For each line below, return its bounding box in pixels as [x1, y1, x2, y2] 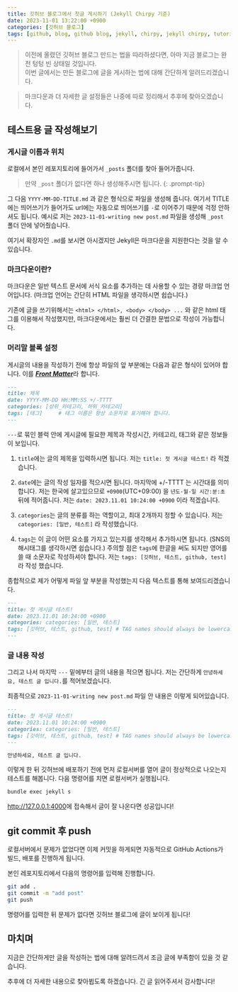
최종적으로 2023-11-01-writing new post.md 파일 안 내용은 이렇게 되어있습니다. [7, 692, 229, 701]
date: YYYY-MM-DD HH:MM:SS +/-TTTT [7, 396, 113, 404]
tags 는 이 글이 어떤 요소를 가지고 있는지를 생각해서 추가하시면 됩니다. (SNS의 [17, 535, 230, 543]
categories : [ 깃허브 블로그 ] [7, 23, 85, 30]
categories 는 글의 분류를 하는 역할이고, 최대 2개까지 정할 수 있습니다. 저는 [17, 511, 223, 519]
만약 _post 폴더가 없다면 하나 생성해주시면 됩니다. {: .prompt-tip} [24, 179, 205, 188]
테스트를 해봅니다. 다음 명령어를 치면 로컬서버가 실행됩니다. [7, 774, 170, 783]
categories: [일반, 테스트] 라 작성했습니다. [17, 519, 139, 528]
